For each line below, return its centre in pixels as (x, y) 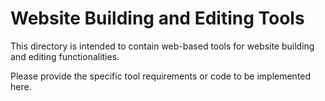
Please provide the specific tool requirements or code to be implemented (161, 76)
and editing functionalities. (65, 56)
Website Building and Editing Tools (157, 18)
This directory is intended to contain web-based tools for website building (162, 46)
